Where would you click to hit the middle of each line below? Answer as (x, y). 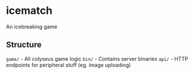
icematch (29, 11)
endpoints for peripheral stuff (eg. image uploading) (69, 65)
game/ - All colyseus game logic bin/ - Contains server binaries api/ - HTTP (97, 58)
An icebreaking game (32, 27)
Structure (24, 45)
